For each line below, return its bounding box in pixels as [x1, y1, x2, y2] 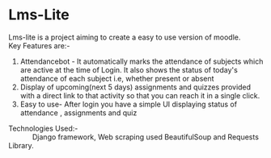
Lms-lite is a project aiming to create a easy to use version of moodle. [8, 32, 241, 42]
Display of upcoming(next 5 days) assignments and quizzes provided [19, 82, 252, 92]
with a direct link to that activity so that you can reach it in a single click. [19, 90, 260, 100]
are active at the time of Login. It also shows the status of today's [19, 64, 239, 74]
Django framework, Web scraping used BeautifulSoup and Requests [32, 131, 259, 142]
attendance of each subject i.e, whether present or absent [19, 73, 214, 83]
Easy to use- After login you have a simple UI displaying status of [19, 99, 237, 109]
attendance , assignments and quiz [19, 107, 138, 118]
